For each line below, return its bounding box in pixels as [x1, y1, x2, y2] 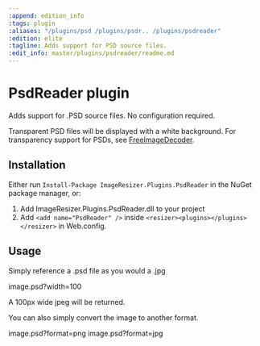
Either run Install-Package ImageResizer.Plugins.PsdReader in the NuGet [8, 179, 252, 190]
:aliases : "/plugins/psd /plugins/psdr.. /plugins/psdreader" [8, 27, 221, 35]
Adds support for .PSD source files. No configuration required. [8, 110, 216, 120]
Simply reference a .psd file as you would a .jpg [8, 265, 167, 275]
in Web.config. [58, 221, 107, 231]
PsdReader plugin [8, 84, 130, 102]
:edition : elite [8, 34, 63, 43]
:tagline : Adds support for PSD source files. [8, 42, 167, 50]
